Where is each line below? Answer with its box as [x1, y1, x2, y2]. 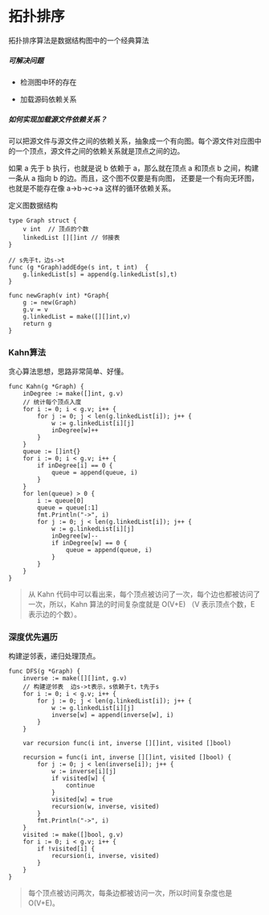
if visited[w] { [51, 774, 106, 783]
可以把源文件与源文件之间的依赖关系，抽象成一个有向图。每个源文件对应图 [8, 136, 255, 146]
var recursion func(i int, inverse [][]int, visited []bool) [22, 740, 231, 748]
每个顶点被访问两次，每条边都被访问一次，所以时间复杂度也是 [27, 888, 233, 898]
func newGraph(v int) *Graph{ [8, 291, 110, 299]
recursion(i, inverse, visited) [51, 852, 160, 860]
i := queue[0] [37, 497, 84, 505]
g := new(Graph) [22, 299, 78, 307]
